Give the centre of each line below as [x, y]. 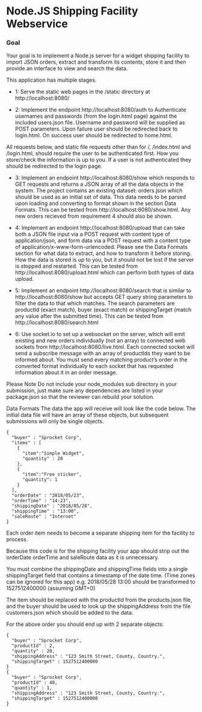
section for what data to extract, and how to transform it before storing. [103, 253]
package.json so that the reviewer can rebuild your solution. [81, 397]
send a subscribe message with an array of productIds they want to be [103, 354]
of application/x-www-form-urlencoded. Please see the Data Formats [101, 247]
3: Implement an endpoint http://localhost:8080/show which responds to [105, 178]
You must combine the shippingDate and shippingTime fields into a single [97, 569]
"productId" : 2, [33, 646]
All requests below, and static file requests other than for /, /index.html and [99, 147]
